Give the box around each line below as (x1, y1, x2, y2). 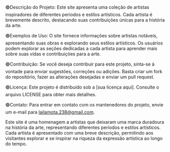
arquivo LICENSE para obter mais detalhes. (5, 92, 97, 97)
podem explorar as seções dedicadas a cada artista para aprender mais (5, 46, 158, 51)
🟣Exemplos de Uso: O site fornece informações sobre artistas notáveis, (5, 33, 158, 38)
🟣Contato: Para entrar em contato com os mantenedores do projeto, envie (5, 102, 163, 107)
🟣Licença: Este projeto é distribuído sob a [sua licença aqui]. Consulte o (5, 84, 159, 90)
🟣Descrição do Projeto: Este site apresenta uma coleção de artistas (5, 4, 149, 10)
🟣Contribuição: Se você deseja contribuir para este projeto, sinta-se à (5, 61, 155, 67)
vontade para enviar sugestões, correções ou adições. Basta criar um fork (5, 69, 163, 74)
